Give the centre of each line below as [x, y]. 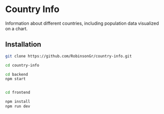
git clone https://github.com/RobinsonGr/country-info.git [69, 56]
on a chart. [16, 28]
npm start [16, 79]
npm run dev [18, 106]
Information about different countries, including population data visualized [82, 23]
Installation [23, 45]
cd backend [17, 74]
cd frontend [18, 93]
